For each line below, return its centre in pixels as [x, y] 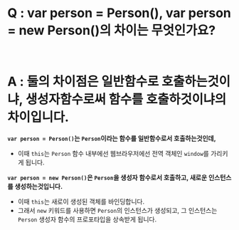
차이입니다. [38, 117]
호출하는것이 [196, 82]
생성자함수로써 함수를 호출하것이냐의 [126, 99]
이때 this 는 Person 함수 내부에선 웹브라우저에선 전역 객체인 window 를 [113, 153]
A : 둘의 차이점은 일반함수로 [83, 82]
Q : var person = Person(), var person [119, 13]
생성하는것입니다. [38, 186]
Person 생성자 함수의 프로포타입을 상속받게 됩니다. [87, 219]
